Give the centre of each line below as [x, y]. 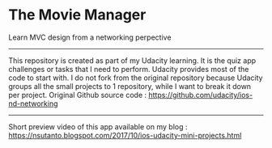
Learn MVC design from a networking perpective [90, 37]
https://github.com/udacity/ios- [201, 95]
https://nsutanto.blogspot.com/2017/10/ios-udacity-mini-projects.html [125, 135]
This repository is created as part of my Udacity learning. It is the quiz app [132, 60]
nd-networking [33, 104]
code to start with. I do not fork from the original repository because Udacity [136, 78]
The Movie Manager [77, 15]
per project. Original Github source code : [78, 95]
